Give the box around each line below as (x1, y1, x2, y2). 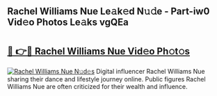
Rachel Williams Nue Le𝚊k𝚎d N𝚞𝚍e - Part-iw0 (7, 6, 210, 17)
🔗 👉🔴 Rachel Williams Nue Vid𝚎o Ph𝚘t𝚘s (7, 45, 190, 57)
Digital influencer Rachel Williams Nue (96, 67, 205, 75)
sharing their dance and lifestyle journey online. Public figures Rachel (7, 75, 207, 83)
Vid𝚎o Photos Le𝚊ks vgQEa (7, 17, 129, 29)
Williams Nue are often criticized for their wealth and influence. (7, 83, 188, 90)
